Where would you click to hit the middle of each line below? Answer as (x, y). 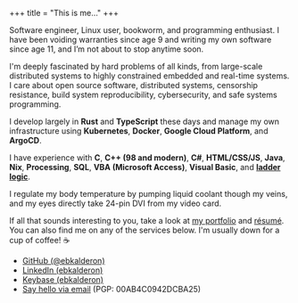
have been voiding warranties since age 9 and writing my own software (141, 40)
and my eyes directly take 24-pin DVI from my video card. (116, 203)
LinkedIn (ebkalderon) (62, 270)
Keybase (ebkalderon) (63, 279)
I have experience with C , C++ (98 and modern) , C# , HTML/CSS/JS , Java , (147, 158)
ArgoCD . (25, 140)
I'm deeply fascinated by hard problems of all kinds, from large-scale (136, 66)
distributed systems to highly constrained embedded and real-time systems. (149, 76)
